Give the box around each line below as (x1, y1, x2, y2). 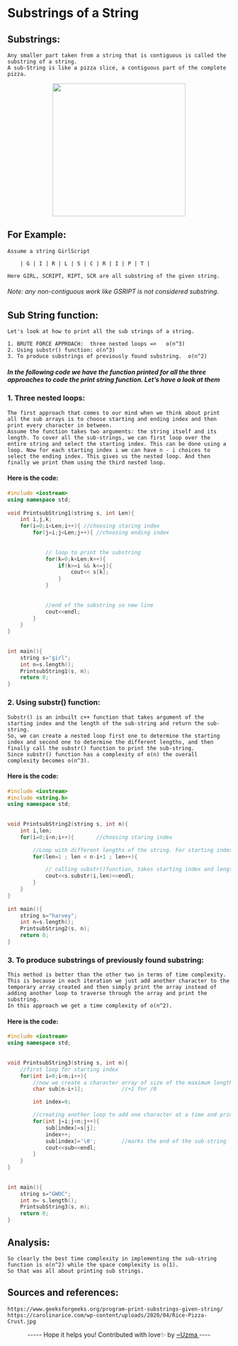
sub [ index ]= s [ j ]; (45, 1124, 97, 1131)
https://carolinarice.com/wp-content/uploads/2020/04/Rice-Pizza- (7, 1311, 208, 1319)
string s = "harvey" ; (20, 912, 78, 919)
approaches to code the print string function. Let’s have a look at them (7, 376, 220, 384)
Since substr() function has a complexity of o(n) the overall (7, 751, 198, 758)
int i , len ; (20, 827, 52, 834)
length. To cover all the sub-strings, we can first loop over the (7, 434, 211, 441)
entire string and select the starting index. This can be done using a (7, 440, 227, 447)
